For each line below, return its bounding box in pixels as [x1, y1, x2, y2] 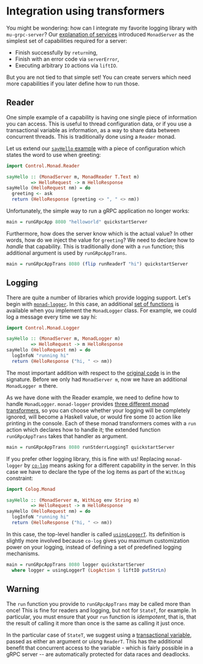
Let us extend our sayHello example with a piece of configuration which [6, 144, 186, 152]
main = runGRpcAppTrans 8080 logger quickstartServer [6, 562, 145, 568]
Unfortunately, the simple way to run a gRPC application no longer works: [6, 207, 190, 214]
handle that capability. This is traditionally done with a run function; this [6, 242, 185, 250]
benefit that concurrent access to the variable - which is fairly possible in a [6, 644, 193, 651]
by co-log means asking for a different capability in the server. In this [24, 462, 196, 469]
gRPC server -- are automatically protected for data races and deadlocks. [6, 650, 190, 658]
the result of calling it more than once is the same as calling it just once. [6, 619, 185, 626]
